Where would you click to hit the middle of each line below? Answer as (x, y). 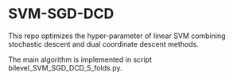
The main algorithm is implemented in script (80, 59)
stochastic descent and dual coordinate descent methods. (103, 44)
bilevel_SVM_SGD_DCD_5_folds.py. (65, 67)
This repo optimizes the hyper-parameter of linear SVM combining (117, 36)
